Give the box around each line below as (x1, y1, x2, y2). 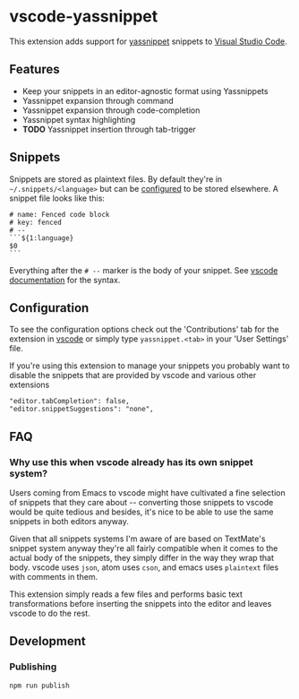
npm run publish (9, 681, 70, 690)
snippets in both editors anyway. (9, 516, 130, 527)
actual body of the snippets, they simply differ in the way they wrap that (9, 553, 275, 564)
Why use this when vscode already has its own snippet (9, 455, 253, 468)
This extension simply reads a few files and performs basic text (9, 589, 243, 600)
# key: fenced (9, 218, 63, 227)
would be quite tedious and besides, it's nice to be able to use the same (9, 506, 274, 517)
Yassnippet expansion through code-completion (21, 105, 201, 116)
